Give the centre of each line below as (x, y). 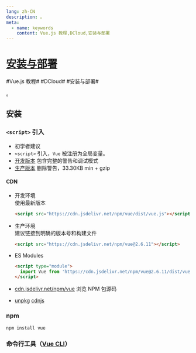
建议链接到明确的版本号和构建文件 (56, 233)
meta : (13, 22)
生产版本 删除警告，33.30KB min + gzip (62, 168)
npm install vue (26, 328)
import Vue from (40, 272)
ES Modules (29, 255)
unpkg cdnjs (30, 301)
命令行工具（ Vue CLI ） (39, 344)
